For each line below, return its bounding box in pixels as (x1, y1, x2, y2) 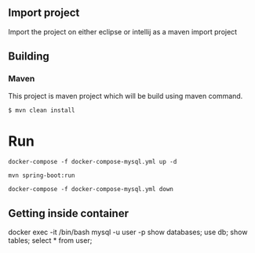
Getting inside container (8, 207, 129, 220)
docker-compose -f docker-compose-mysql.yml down (8, 186, 174, 193)
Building (8, 50, 49, 63)
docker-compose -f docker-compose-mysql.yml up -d (8, 158, 177, 166)
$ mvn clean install (8, 106, 76, 114)
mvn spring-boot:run (8, 172, 76, 179)
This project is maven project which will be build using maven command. (8, 91, 243, 100)
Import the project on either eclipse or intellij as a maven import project (8, 27, 238, 36)
